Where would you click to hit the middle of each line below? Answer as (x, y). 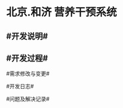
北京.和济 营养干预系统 (61, 12)
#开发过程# (27, 58)
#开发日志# (20, 87)
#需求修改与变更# (28, 74)
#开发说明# (27, 36)
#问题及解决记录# (28, 99)
